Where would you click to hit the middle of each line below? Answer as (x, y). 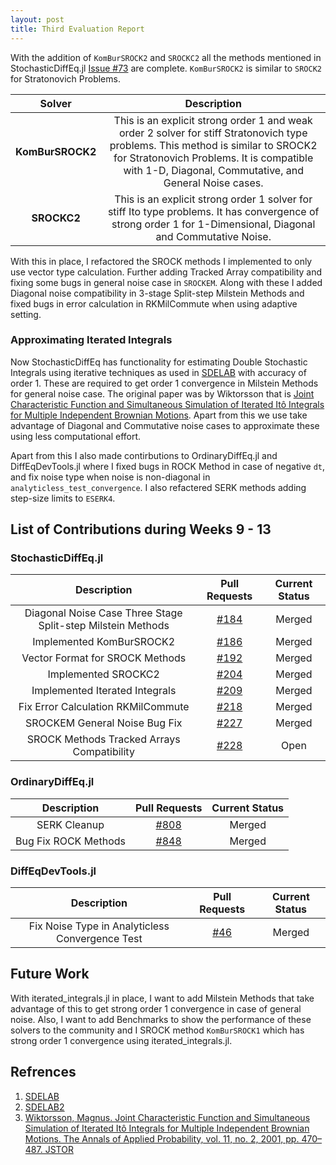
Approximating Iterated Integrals (91, 340)
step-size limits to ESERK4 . (63, 498)
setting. (26, 314)
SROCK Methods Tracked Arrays (103, 739)
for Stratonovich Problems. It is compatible (213, 158)
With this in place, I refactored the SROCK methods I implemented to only (161, 261)
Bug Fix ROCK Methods (70, 841)
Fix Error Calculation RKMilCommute (104, 707)
